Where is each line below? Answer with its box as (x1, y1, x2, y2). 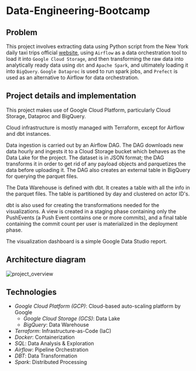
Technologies (6, 287, 57, 297)
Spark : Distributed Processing (14, 359, 87, 366)
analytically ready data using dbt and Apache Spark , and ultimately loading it (6, 61, 188, 68)
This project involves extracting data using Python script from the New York (6, 43, 189, 50)
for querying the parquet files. (6, 173, 78, 180)
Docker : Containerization (14, 334, 75, 341)
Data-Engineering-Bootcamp (6, 4, 150, 18)
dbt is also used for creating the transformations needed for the (6, 201, 160, 208)
